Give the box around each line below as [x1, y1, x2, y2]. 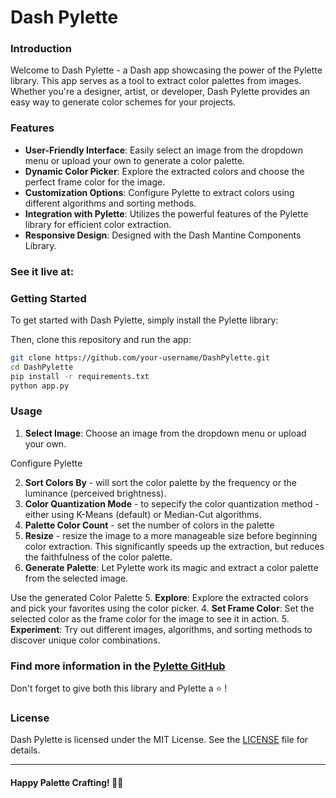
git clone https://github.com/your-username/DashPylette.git [10, 353, 271, 363]
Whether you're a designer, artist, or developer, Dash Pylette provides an [10, 86, 311, 98]
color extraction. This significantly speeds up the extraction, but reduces [24, 540, 325, 552]
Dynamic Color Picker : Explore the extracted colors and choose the [24, 165, 305, 177]
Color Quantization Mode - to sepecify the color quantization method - [24, 497, 320, 510]
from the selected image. [24, 572, 129, 584]
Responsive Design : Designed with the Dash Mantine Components [24, 229, 302, 241]
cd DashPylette [10, 362, 74, 372]
